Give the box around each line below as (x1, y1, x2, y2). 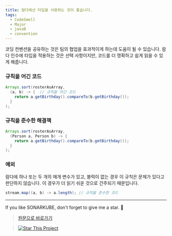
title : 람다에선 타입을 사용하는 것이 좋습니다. (5, 7, 93, 13)
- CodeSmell (10, 17, 36, 22)
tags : (5, 12, 17, 17)
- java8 (10, 27, 27, 32)
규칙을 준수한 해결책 (5, 117, 52, 124)
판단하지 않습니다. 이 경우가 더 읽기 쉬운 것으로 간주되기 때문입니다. (5, 180, 139, 186)
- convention (10, 31, 38, 36)
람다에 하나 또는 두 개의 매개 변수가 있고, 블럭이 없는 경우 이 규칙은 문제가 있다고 (5, 174, 165, 180)
